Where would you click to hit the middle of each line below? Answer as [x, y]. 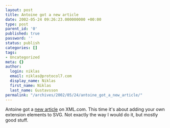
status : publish [22, 43]
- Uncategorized [22, 57]
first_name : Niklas [31, 85]
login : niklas [25, 72]
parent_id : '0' [21, 29]
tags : [11, 52]
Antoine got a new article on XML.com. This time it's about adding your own [85, 109]
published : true [22, 34]
